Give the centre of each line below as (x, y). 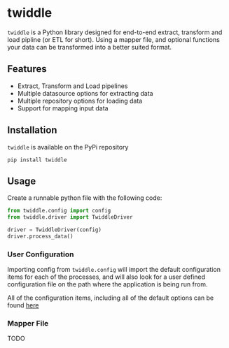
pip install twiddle (37, 160)
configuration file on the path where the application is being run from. (107, 284)
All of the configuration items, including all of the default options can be (111, 298)
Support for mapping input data (63, 108)
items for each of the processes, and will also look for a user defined (106, 277)
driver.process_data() (40, 236)
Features (27, 69)
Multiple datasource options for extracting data (85, 93)
